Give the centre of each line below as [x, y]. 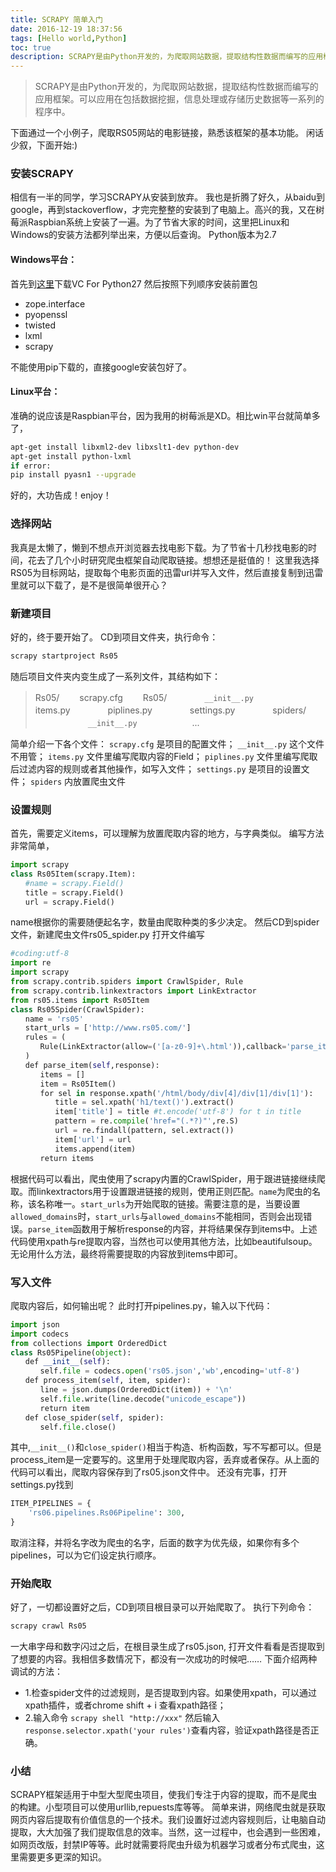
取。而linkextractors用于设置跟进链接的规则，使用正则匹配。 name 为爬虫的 [161, 1191]
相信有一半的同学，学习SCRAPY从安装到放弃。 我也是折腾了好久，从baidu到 [168, 197]
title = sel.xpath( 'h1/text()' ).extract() [144, 1102]
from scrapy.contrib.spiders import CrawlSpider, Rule [127, 982]
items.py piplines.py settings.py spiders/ [170, 710]
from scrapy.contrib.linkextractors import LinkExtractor [133, 991]
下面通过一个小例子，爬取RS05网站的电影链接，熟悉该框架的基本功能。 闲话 [167, 133]
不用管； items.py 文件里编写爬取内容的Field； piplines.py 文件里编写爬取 [164, 756]
